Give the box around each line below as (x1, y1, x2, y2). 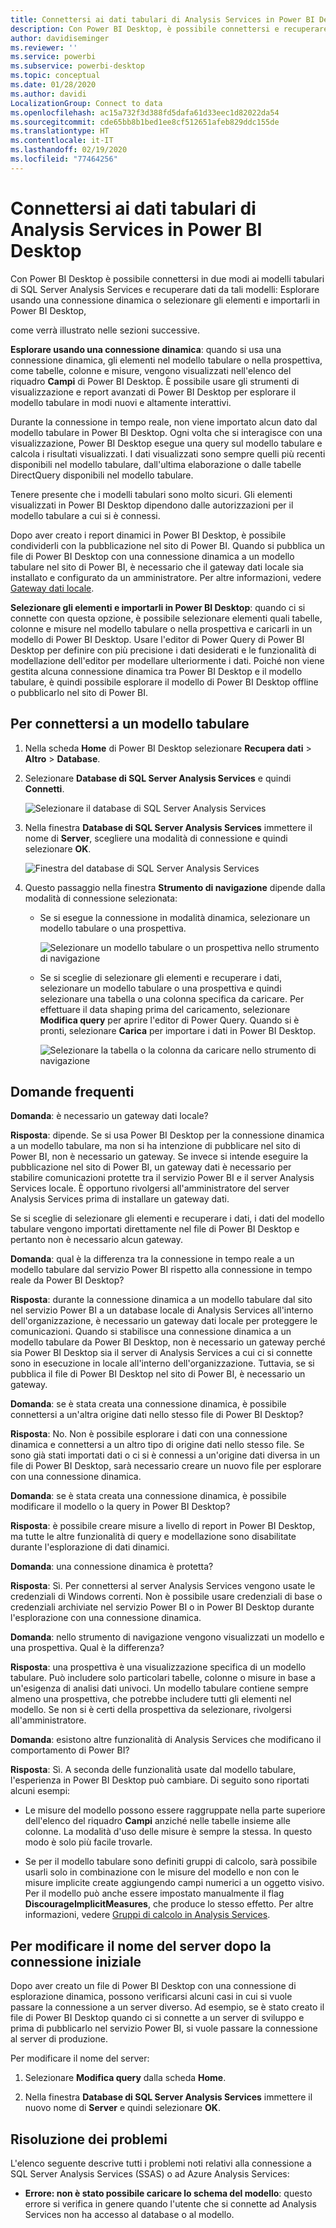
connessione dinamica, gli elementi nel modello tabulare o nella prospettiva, (10, 354, 323, 366)
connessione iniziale (10, 1953, 142, 1970)
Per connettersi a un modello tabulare (10, 716, 250, 733)
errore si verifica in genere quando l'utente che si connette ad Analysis (24, 2197, 317, 2210)
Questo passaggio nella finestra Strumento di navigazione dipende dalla (24, 881, 326, 893)
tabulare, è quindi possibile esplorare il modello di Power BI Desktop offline (10, 676, 319, 688)
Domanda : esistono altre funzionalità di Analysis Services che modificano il (10, 1734, 322, 1746)
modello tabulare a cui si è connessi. (10, 509, 161, 521)
